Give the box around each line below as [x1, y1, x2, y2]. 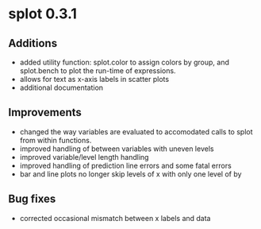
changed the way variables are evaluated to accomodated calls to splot [19, 126, 253, 136]
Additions [8, 37, 58, 50]
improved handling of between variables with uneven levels [19, 144, 214, 153]
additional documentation [19, 83, 104, 92]
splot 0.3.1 [8, 5, 78, 23]
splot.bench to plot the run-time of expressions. [19, 66, 176, 76]
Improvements [8, 106, 82, 119]
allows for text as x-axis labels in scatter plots [19, 75, 169, 83]
